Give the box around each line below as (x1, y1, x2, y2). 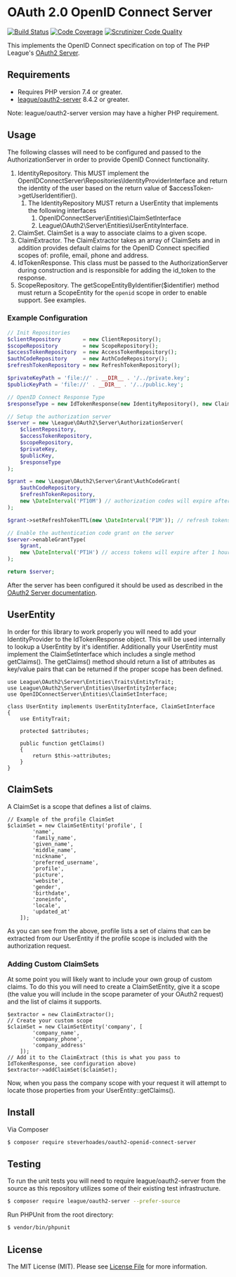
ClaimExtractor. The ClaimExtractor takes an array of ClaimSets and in (17, 236, 221, 245)
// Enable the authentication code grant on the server (7, 529, 174, 536)
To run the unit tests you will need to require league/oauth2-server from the (7, 1176, 226, 1185)
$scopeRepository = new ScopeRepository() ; (7, 342, 159, 349)
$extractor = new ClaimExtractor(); (7, 1011, 114, 1018)
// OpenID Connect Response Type (7, 394, 105, 401)
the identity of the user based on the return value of (17, 183, 168, 192)
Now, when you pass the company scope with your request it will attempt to (7, 1078, 227, 1087)
